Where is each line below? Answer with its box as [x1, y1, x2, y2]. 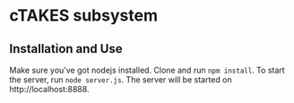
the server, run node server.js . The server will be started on [9, 74, 232, 85]
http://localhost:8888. [9, 84, 90, 94]
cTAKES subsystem [9, 5, 159, 26]
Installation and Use [9, 41, 123, 56]
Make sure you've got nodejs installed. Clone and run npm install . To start [9, 64, 285, 75]
